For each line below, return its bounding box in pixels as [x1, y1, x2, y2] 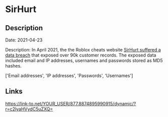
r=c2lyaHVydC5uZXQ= [5, 106, 53, 112]
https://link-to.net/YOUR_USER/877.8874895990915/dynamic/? [5, 100, 136, 106]
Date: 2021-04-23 [5, 37, 43, 43]
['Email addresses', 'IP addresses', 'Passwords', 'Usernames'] [5, 73, 133, 79]
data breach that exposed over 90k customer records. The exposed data [5, 52, 156, 58]
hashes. [5, 63, 22, 69]
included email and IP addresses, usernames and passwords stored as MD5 [5, 57, 163, 64]
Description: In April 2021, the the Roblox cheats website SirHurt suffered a [5, 47, 161, 52]
